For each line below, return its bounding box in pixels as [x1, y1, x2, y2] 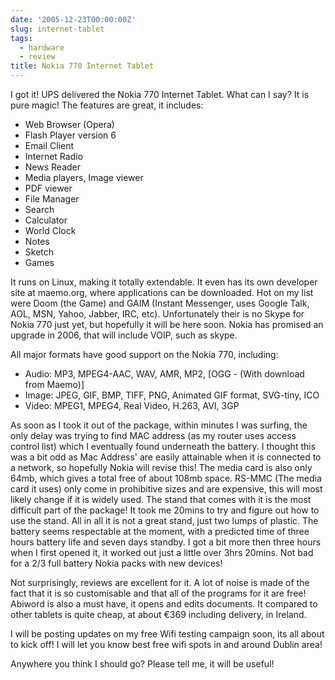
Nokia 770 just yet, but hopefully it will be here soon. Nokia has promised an [10, 319, 324, 330]
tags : [10, 33, 33, 43]
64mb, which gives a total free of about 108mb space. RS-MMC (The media [10, 472, 322, 484]
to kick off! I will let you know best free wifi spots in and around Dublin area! [10, 639, 323, 650]
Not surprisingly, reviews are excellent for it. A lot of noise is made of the [10, 577, 310, 588]
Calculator [24, 214, 68, 226]
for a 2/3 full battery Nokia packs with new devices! [10, 557, 223, 569]
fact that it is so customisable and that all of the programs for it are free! [10, 587, 307, 599]
